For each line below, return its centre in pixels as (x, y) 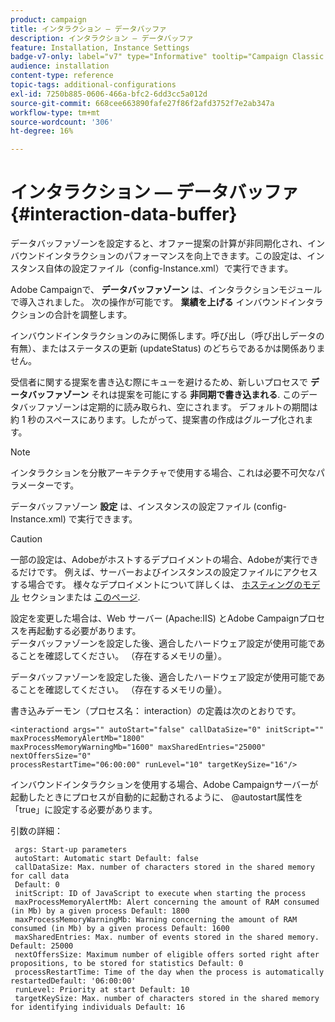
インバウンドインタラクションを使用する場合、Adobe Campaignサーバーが (164, 785)
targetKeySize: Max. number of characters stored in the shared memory (167, 999)
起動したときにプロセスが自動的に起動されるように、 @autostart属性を (156, 797)
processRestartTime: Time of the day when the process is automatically (169, 972)
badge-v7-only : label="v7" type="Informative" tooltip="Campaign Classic (167, 57)
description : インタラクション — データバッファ (102, 38)
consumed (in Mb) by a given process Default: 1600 (120, 929)
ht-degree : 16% (42, 131)
